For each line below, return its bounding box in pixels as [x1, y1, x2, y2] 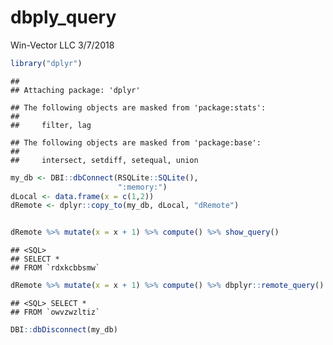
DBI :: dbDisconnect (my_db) [10, 325, 118, 335]
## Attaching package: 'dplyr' [10, 85, 141, 95]
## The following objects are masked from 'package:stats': [10, 102, 267, 113]
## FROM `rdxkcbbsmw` [10, 263, 101, 273]
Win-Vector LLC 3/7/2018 [10, 39, 115, 51]
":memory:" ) [117, 182, 168, 192]
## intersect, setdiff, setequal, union [10, 155, 199, 165]
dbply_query [10, 6, 117, 29]
